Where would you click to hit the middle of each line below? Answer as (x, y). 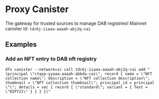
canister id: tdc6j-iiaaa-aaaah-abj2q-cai (48, 28)
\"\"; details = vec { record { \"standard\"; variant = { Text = (76, 87)
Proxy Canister (37, 9)
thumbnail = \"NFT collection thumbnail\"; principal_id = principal (80, 83)
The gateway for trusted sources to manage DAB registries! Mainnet (76, 23)
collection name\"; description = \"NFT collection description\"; (78, 78)
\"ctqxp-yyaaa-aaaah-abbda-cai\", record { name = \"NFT (91, 74)
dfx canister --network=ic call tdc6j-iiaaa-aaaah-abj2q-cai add (75, 69)
